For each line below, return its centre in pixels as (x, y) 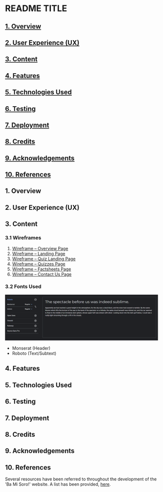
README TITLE (36, 8)
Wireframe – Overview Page (40, 248)
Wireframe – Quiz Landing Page (44, 259)
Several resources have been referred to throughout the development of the (81, 479)
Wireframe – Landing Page (39, 254)
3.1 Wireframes (23, 238)
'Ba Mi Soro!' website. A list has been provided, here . (58, 484)
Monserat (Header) (31, 348)
